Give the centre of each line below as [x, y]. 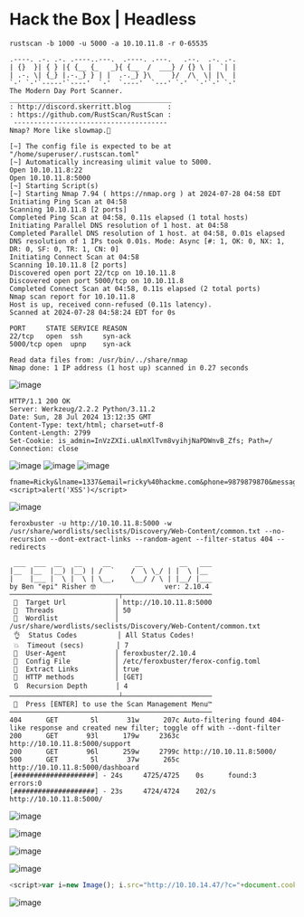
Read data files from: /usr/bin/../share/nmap [99, 360]
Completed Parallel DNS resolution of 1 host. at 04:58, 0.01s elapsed [147, 233]
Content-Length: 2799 [50, 433]
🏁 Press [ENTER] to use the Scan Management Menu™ [113, 704]
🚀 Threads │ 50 [72, 610]
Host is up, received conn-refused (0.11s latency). [111, 304]
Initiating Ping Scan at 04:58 [68, 202]
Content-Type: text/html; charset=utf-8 [87, 425]
